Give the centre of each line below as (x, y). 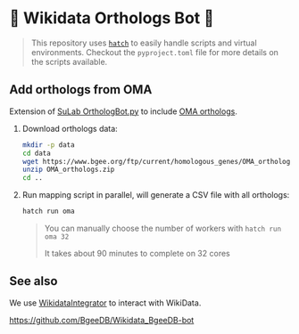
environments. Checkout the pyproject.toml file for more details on (155, 52)
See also (33, 281)
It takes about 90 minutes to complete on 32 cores (137, 253)
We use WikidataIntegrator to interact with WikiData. (105, 303)
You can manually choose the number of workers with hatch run (163, 228)
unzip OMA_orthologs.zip (68, 170)
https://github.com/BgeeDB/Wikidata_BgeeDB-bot (102, 320)
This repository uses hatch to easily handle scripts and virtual (144, 43)
